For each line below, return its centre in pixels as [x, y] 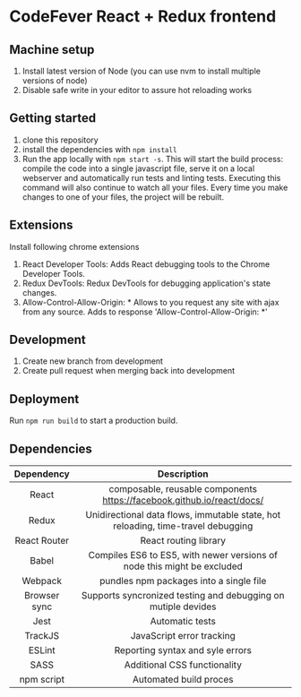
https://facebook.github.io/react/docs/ [183, 501]
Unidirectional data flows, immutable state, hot [183, 515]
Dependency [42, 474]
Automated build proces [183, 680]
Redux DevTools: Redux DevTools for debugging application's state [146, 283]
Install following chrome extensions [74, 246]
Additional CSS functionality [183, 665]
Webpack [42, 581]
